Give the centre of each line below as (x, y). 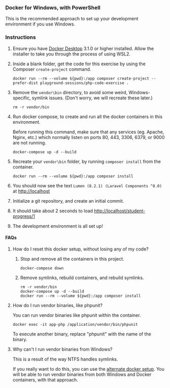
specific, (22, 98)
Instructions (21, 37)
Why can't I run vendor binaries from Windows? (62, 349)
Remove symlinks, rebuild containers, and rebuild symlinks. (82, 278)
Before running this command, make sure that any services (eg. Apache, (88, 132)
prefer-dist (25, 83)
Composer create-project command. (52, 69)
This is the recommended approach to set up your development (72, 19)
